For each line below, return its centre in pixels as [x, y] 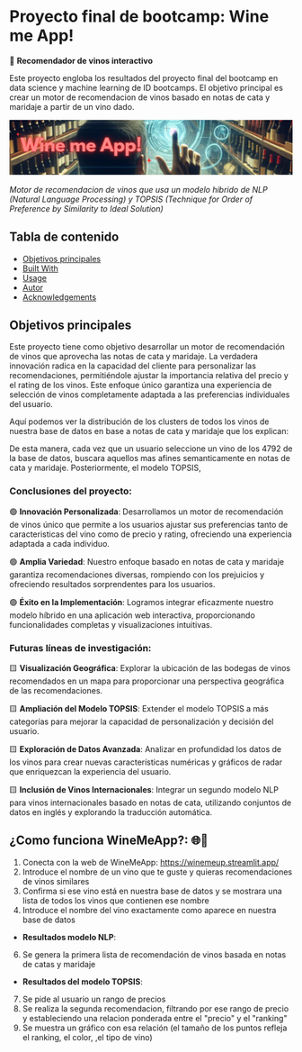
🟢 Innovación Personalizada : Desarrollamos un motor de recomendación [147, 512]
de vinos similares [56, 881]
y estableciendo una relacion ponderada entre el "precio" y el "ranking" [155, 1018]
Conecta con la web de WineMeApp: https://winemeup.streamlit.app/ [151, 862]
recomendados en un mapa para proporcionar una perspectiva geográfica [147, 681]
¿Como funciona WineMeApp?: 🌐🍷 [109, 841]
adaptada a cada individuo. [60, 543]
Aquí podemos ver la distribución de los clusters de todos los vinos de [139, 422]
